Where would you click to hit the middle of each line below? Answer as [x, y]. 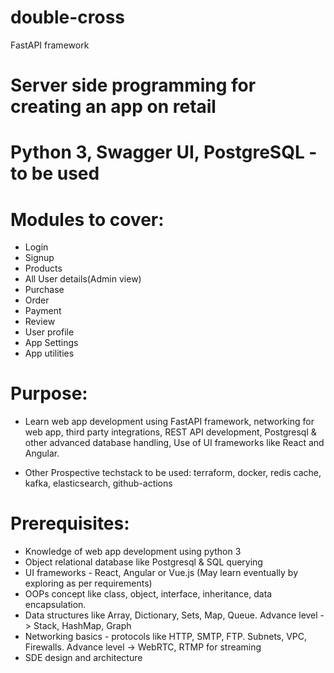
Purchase [44, 290]
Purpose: [49, 393]
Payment [43, 311]
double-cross [67, 17]
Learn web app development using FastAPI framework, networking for [169, 422]
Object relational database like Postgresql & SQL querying [143, 562]
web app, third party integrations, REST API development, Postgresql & [170, 432]
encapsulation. [55, 605]
